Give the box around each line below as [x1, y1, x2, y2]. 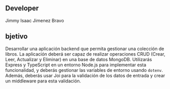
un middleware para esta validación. [5, 78, 81, 84]
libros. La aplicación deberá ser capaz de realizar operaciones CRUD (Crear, [5, 51, 165, 57]
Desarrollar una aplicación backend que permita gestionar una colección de [5, 46, 164, 52]
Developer [5, 4, 39, 13]
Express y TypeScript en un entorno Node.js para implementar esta [5, 62, 147, 68]
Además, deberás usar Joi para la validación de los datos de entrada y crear [5, 72, 165, 78]
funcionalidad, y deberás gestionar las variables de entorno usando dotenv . [5, 67, 163, 73]
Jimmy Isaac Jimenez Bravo [5, 17, 65, 23]
